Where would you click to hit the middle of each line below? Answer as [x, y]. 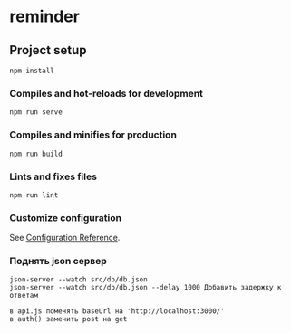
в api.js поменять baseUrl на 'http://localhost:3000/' [117, 311]
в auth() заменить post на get [68, 319]
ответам [24, 296]
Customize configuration [66, 217]
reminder [44, 17]
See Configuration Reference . [65, 238]
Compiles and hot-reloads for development [107, 93]
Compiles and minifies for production [93, 135]
